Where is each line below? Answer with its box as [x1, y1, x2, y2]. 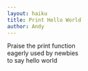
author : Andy [7, 23, 45, 30]
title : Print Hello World [7, 17, 81, 23]
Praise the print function [7, 42, 76, 50]
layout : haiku [7, 10, 48, 17]
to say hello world [7, 57, 58, 65]
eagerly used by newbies [7, 49, 79, 57]
